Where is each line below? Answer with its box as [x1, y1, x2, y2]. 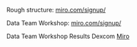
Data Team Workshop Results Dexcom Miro [6, 32, 130, 40]
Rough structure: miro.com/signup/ [6, 6, 106, 14]
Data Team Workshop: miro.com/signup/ [6, 19, 122, 27]
